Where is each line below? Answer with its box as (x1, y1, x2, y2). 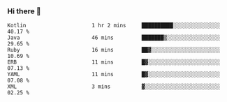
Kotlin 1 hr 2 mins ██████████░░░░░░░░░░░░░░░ (7, 22, 220, 29)
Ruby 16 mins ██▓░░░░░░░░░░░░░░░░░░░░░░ (7, 47, 220, 54)
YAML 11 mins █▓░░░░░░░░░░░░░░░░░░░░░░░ (7, 71, 220, 78)
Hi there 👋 (7, 6, 42, 16)
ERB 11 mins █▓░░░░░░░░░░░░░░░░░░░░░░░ (7, 59, 220, 66)
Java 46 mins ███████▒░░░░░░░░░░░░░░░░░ (7, 34, 220, 41)
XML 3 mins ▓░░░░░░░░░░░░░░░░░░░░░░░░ (7, 83, 220, 90)
